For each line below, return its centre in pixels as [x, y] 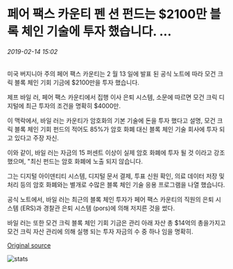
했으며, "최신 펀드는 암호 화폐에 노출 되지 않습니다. [75, 162]
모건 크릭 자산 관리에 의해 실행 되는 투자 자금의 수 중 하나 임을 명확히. [100, 232]
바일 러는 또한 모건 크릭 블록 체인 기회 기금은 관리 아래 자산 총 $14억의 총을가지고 [116, 223]
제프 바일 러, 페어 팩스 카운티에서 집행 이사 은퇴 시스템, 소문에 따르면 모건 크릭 [112, 97]
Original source [29, 245]
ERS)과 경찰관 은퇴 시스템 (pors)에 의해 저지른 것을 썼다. [98, 208]
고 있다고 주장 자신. [33, 138]
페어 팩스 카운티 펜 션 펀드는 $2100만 [107, 14]
